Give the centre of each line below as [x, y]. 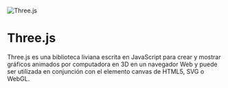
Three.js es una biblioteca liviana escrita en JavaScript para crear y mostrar [114, 57]
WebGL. [19, 78]
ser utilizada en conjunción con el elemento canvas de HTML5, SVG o [106, 71]
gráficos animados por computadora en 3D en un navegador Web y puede [112, 64]
